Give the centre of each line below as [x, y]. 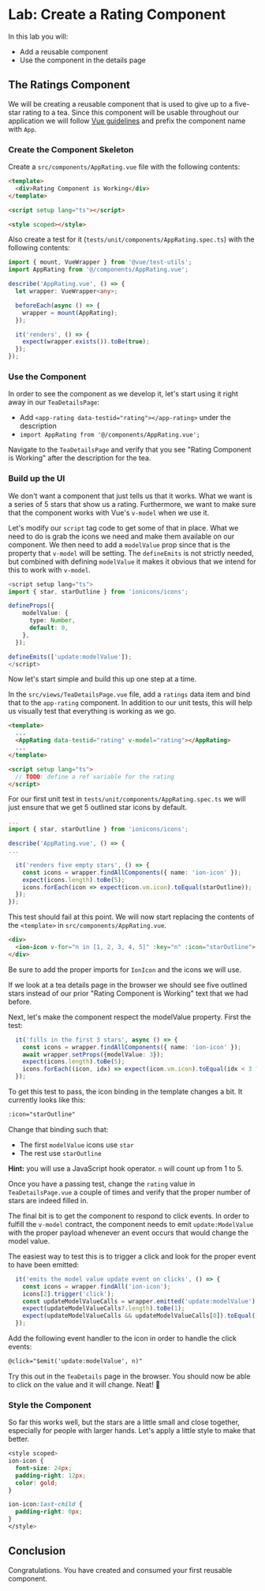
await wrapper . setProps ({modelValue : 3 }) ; [93, 1054]
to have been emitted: [44, 1264]
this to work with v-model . [49, 569]
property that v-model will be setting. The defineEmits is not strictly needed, [131, 553]
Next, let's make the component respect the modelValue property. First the [130, 1017]
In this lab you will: [38, 36]
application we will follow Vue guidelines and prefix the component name [127, 121]
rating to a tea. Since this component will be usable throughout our [131, 112]
